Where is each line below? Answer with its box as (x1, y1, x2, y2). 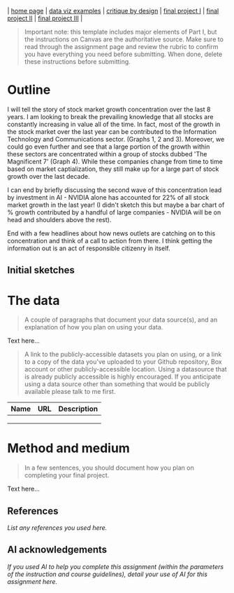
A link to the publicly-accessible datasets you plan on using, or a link (24, 350, 222, 359)
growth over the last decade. (7, 172, 90, 180)
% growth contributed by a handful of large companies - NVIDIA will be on (7, 207, 221, 217)
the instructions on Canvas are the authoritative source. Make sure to (24, 35, 224, 43)
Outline (7, 82, 51, 98)
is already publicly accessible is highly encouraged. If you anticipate (24, 372, 221, 381)
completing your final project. (24, 471, 110, 479)
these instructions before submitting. (24, 57, 131, 66)
